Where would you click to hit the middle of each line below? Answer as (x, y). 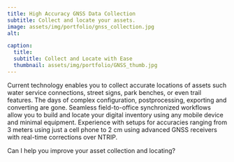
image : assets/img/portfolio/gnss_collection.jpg (81, 27)
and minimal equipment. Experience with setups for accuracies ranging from (117, 122)
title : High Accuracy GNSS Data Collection (72, 14)
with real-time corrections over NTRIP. (62, 137)
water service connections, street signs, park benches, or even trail (104, 92)
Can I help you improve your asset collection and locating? (92, 150)
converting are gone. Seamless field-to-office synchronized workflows (109, 107)
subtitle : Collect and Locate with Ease (73, 59)
